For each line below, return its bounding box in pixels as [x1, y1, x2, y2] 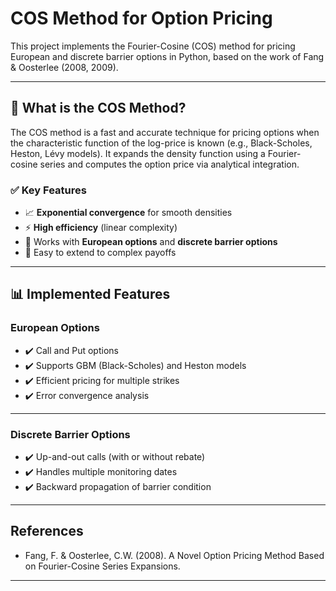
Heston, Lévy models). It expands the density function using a [10, 147, 266, 159]
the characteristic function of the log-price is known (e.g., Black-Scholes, [10, 137, 313, 149]
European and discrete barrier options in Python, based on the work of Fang [10, 50, 325, 62]
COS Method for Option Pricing [10, 7, 273, 30]
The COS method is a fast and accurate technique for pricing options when [10, 126, 320, 138]
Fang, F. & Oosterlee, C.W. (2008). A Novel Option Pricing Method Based [24, 549, 325, 561]
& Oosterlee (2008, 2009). [10, 61, 119, 73]
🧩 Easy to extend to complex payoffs [24, 247, 177, 259]
